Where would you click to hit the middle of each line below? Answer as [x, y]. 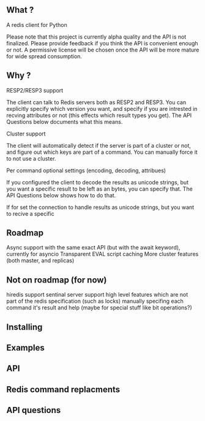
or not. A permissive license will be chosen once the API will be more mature [103, 50]
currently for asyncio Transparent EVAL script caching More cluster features [102, 254]
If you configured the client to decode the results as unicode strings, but [97, 182]
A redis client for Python [37, 25]
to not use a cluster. [31, 158]
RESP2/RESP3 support [35, 90]
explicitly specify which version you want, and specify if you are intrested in [102, 108]
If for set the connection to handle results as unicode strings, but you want [100, 207]
